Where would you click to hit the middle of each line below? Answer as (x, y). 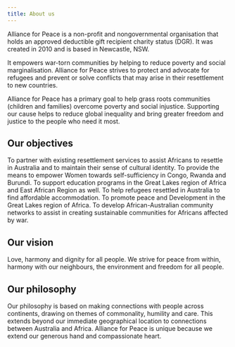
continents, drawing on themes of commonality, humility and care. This (110, 314)
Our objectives (40, 144)
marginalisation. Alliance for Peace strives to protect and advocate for (108, 70)
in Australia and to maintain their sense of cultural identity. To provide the (113, 168)
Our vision (31, 242)
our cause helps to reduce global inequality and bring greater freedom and (115, 114)
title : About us (31, 14)
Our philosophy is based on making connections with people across (106, 306)
